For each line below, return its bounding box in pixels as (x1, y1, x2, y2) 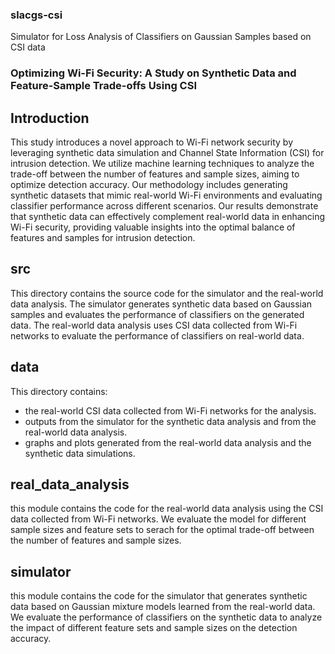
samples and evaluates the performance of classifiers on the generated (10, 308, 305, 320)
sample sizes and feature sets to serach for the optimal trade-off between (10, 524, 315, 536)
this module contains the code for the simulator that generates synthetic (10, 590, 308, 602)
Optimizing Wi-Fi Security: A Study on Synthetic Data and (10, 66, 297, 80)
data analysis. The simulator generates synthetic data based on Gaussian (10, 298, 313, 310)
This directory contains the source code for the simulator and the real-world (10, 287, 324, 299)
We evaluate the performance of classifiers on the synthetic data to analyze (10, 611, 323, 623)
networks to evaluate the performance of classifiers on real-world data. (10, 329, 305, 342)
